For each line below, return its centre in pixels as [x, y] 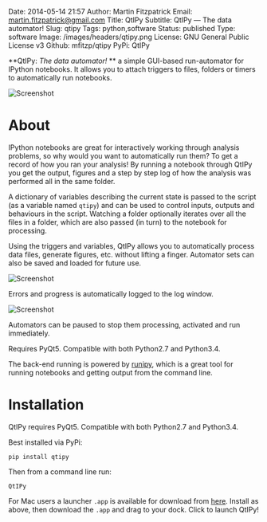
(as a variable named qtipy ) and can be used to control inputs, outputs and [132, 205]
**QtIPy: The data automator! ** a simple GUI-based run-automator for [126, 61]
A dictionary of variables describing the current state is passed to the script [132, 196]
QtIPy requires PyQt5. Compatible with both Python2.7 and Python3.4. [124, 426]
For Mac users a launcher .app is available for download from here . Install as [133, 500]
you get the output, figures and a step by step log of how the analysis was [130, 173]
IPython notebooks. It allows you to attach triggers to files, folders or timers [132, 69]
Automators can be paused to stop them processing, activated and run [124, 324]
